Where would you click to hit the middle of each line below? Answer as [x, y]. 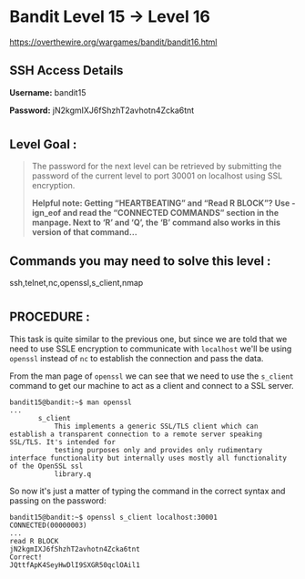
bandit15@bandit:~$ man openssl [71, 402]
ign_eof [46, 213]
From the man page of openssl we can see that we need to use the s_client [152, 376]
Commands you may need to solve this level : [140, 261]
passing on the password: [58, 500]
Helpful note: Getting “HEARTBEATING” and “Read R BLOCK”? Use [161, 203]
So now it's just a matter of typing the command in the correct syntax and [147, 491]
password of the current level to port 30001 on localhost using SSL [157, 176]
